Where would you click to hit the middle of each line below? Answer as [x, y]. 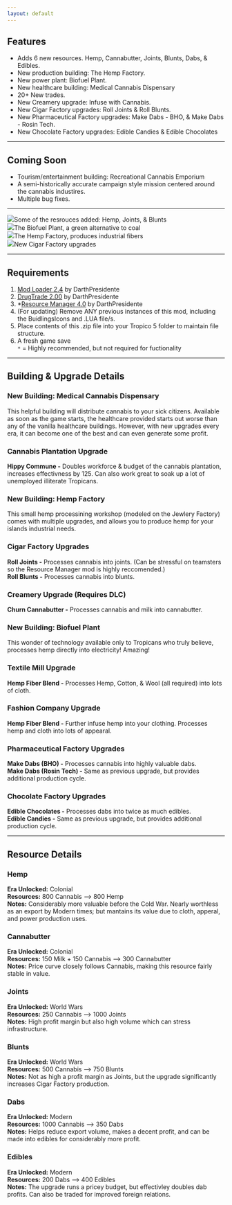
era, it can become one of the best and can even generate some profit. [108, 433]
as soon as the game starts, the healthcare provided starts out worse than [112, 418]
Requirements [38, 273]
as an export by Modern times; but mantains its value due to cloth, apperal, [114, 911]
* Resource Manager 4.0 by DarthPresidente [80, 304]
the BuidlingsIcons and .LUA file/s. [66, 319]
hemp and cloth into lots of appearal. [59, 731]
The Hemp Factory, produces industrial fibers [79, 236]
